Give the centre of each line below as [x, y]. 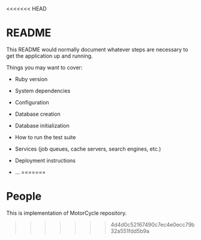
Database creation [38, 114]
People [24, 196]
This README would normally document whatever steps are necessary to [97, 49]
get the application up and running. [49, 56]
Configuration [32, 102]
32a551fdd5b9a [130, 231]
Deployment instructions [45, 160]
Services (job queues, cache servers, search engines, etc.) [88, 149]
